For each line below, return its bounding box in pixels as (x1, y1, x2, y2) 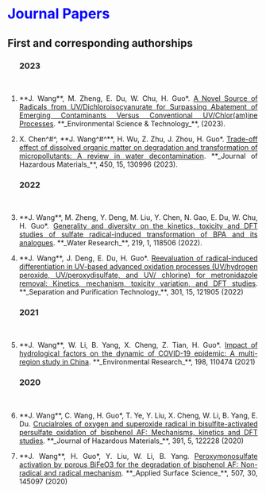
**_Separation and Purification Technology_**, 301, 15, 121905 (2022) (18, 287, 244, 297)
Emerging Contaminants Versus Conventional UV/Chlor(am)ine (18, 110, 258, 120)
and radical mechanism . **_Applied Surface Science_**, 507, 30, (44, 468, 258, 477)
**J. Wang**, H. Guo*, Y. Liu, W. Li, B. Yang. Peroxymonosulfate (18, 451, 258, 460)
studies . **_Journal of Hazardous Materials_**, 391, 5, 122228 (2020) (18, 436, 244, 445)
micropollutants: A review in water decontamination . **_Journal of (18, 151, 258, 160)
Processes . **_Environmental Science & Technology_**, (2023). (18, 118, 226, 128)
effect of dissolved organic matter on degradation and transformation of (18, 142, 258, 152)
